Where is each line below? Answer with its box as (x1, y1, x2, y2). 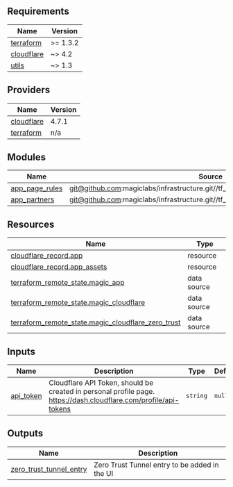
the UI (93, 468, 114, 478)
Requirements (7, 6, 69, 17)
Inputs (7, 345, 36, 357)
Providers (7, 84, 51, 96)
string (186, 392, 208, 400)
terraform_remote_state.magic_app (10, 278, 125, 288)
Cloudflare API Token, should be (48, 378, 154, 388)
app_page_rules (10, 183, 63, 193)
